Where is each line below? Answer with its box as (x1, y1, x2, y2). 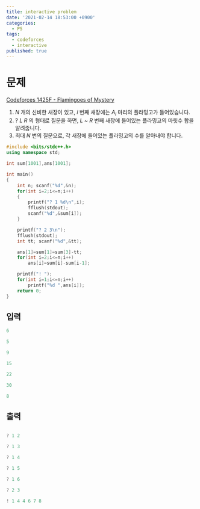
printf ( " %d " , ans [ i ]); (28, 282, 85, 288)
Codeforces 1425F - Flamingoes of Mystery (6, 96, 114, 103)
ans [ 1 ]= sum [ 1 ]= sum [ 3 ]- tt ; (17, 249, 83, 255)
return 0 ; (17, 288, 42, 294)
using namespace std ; (6, 150, 61, 156)
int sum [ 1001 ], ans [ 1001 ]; (6, 161, 71, 167)
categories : (6, 20, 36, 26)
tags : (6, 31, 20, 37)
